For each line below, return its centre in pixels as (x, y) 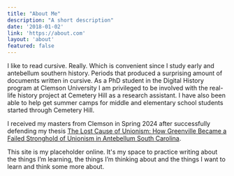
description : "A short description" (60, 20)
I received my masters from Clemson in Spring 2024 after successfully (109, 123)
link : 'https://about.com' (46, 33)
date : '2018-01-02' (36, 26)
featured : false (31, 46)
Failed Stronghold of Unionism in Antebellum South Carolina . (94, 138)
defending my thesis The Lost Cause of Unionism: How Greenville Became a (117, 131)
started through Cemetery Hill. (51, 110)
